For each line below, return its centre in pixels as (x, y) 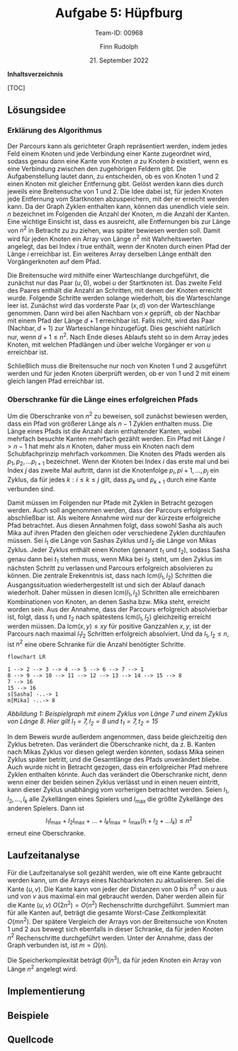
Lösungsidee (36, 111)
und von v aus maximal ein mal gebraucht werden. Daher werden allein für (116, 896)
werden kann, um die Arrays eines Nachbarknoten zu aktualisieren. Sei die (116, 880)
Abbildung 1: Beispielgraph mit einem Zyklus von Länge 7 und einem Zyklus (118, 714)
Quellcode (31, 1039)
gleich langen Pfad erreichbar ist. (56, 381)
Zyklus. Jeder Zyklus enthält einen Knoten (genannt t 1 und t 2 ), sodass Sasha (119, 550)
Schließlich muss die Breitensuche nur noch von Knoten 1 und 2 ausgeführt (117, 366)
